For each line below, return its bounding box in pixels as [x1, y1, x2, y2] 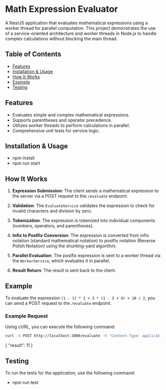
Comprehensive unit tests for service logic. [12, 127, 100, 133]
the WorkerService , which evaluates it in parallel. [12, 258, 110, 264]
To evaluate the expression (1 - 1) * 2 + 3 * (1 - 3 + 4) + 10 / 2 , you [5, 295, 156, 301]
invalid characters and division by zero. [12, 208, 92, 214]
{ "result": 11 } [5, 342, 33, 348]
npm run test [12, 379, 39, 385]
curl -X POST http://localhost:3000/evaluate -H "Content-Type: [5, 334, 140, 338]
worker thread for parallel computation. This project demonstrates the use [5, 25, 156, 31]
